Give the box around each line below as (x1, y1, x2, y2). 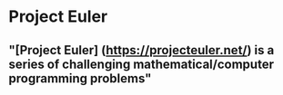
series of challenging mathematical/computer (8, 56, 275, 71)
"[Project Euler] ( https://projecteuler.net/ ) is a (8, 43, 275, 58)
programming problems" (8, 71, 152, 86)
